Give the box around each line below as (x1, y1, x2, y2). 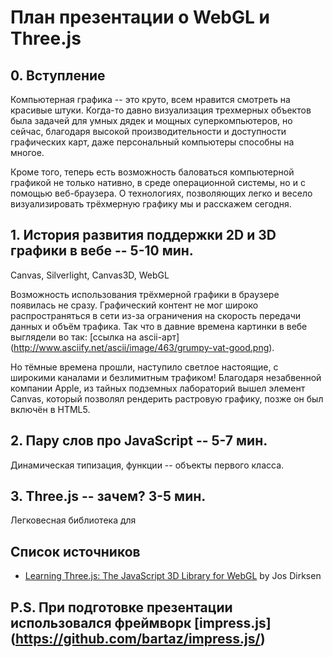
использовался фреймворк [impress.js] (10, 614, 272, 631)
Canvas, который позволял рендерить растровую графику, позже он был (10, 392, 324, 405)
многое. (10, 147, 45, 158)
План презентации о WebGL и (10, 6, 270, 29)
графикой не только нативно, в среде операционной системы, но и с (10, 177, 306, 188)
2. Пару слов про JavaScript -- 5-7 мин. (10, 432, 268, 450)
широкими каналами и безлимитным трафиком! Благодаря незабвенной (10, 371, 322, 383)
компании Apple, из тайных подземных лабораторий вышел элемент (10, 382, 306, 394)
